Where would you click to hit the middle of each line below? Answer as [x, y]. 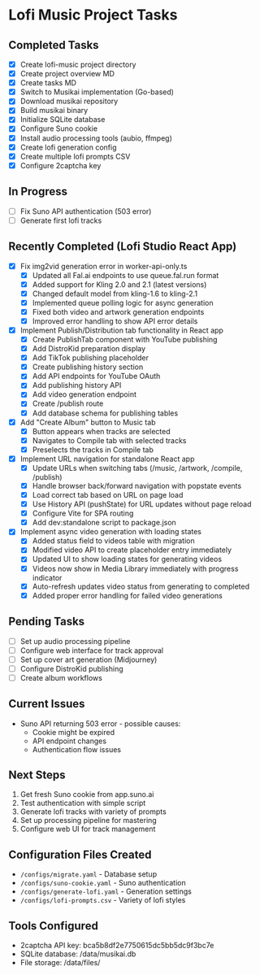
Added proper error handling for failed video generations [128, 595]
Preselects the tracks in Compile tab [93, 450]
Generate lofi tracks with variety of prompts [93, 812]
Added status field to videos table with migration [113, 541]
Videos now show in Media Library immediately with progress [135, 568]
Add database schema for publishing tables [105, 413]
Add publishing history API [77, 385]
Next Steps [37, 775]
